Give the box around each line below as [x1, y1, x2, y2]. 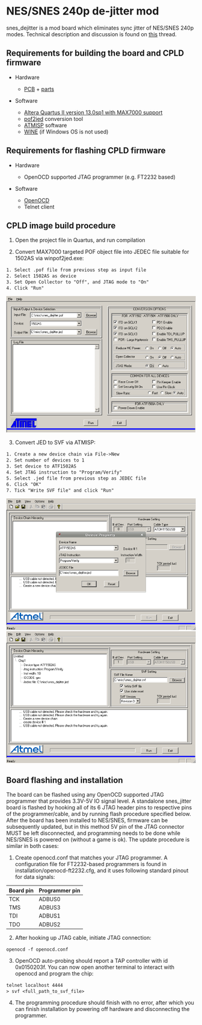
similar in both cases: [6, 843, 59, 850]
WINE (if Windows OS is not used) [23, 128, 109, 135]
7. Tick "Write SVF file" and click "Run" [6, 487, 114, 493]
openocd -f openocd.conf [6, 946, 69, 953]
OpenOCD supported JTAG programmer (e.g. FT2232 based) [23, 173, 176, 181]
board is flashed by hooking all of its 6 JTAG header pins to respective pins [6, 804, 192, 811]
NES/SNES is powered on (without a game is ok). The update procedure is [6, 836, 190, 843]
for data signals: [14, 873, 55, 881]
